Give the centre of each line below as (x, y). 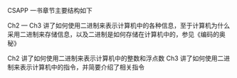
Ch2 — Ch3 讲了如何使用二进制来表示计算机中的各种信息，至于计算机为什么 (119, 26)
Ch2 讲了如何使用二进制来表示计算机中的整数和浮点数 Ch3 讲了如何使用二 (116, 58)
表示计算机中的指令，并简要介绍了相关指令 (82, 67)
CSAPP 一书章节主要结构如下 (50, 10)
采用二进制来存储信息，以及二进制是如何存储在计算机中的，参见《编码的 (113, 34)
